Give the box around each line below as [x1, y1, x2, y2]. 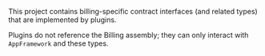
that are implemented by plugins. [8, 15, 117, 24]
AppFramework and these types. [8, 39, 109, 48]
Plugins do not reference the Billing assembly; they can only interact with [8, 31, 249, 39]
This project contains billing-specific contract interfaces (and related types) [8, 7, 258, 16]
